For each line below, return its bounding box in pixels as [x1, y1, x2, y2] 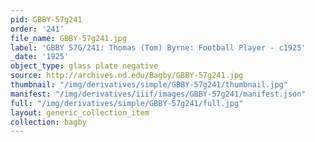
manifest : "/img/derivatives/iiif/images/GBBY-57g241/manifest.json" [10, 89, 307, 99]
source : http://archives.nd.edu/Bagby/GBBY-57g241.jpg [10, 71, 244, 81]
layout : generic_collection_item [10, 107, 150, 118]
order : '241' [10, 24, 65, 34]
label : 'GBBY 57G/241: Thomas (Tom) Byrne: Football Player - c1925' [10, 42, 307, 53]
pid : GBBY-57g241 [10, 14, 83, 25]
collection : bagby [10, 117, 87, 127]
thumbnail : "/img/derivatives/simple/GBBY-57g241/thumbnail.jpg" [10, 80, 288, 90]
